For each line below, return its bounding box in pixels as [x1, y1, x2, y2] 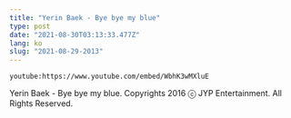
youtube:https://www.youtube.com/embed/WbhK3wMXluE [9, 72, 209, 82]
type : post [9, 22, 51, 31]
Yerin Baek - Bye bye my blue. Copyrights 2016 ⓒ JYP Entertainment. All [9, 88, 283, 99]
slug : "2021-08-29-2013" [9, 47, 104, 56]
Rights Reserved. [9, 98, 74, 109]
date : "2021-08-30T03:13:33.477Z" [9, 30, 141, 39]
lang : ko [9, 38, 43, 48]
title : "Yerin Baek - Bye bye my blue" [9, 13, 161, 23]
